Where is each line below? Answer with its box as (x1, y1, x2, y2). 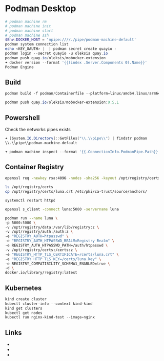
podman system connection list (5, 42, 69, 47)
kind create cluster (5, 296, 47, 301)
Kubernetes (5, 284, 42, 292)
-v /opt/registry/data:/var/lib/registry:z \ (5, 225, 99, 230)
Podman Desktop (5, 3, 77, 14)
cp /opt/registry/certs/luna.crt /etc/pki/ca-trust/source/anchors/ (5, 189, 147, 194)
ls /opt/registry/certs (5, 184, 54, 190)
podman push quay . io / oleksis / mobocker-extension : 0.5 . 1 (5, 100, 119, 105)
